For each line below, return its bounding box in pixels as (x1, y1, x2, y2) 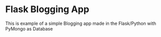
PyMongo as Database (5, 25, 53, 31)
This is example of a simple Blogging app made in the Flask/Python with (5, 20, 156, 26)
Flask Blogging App (5, 4, 90, 15)
